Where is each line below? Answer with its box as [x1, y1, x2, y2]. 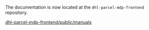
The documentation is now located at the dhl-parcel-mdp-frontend [5, 4, 144, 10]
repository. [5, 9, 28, 15]
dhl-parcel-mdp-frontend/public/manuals [5, 19, 92, 25]
